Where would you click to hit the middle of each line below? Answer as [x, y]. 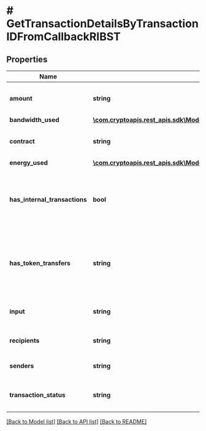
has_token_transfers [40, 263]
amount [21, 98]
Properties [27, 59]
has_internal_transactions [48, 200]
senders [22, 366]
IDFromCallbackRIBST [64, 37]
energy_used [29, 163]
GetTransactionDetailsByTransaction [103, 24]
